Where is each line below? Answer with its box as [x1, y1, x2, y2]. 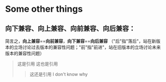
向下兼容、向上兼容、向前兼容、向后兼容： [5, 24, 135, 32]
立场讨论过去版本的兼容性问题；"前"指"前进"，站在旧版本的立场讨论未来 [13, 44, 161, 50]
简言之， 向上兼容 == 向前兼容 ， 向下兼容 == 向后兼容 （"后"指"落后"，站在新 [5, 38, 157, 44]
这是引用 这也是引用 [17, 61, 58, 67]
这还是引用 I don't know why [29, 71, 88, 77]
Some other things [5, 3, 83, 15]
